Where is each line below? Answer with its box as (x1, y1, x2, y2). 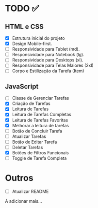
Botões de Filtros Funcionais (12, 149, 69, 155)
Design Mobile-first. (12, 41, 52, 46)
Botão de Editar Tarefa (12, 139, 57, 145)
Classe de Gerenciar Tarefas (12, 95, 69, 101)
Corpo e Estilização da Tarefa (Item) (12, 68, 84, 74)
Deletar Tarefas (12, 144, 43, 150)
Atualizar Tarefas (12, 134, 46, 139)
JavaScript (5, 82, 39, 90)
